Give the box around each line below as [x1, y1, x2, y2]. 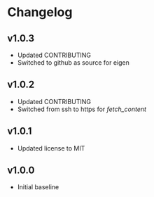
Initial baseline [17, 183, 59, 191]
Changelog [7, 4, 73, 20]
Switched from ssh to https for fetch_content [17, 105, 147, 113]
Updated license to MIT [17, 144, 85, 152]
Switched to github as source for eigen [17, 58, 129, 67]
